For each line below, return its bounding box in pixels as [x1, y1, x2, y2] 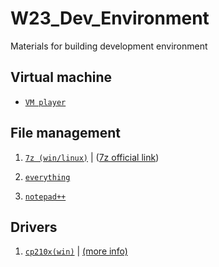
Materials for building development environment [10, 40, 208, 52]
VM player [24, 97, 67, 107]
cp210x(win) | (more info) [24, 245, 128, 257]
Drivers [10, 218, 58, 236]
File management [10, 125, 122, 142]
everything [24, 172, 71, 182]
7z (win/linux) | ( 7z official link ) [24, 151, 160, 163]
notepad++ [24, 192, 67, 202]
